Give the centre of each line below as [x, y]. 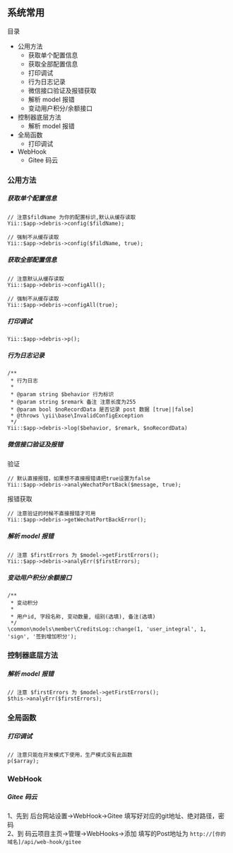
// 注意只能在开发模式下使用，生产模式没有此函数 [70, 755]
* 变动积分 [24, 603]
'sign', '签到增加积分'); [42, 636]
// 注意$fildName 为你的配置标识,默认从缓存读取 [72, 217]
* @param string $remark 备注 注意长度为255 [73, 402]
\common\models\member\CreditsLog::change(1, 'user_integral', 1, [107, 629]
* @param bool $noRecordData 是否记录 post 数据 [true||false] [102, 409]
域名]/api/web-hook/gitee [44, 842]
